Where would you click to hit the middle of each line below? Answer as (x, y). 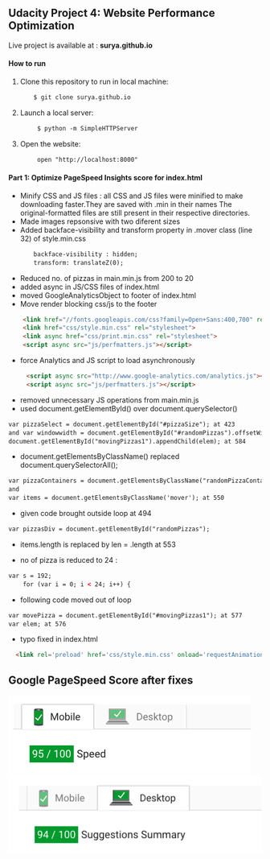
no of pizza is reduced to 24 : (69, 560)
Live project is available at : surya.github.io (80, 45)
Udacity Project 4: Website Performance (112, 13)
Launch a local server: (57, 113)
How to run (27, 64)
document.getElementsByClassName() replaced (100, 456)
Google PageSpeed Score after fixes (101, 680)
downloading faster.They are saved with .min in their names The (126, 204)
